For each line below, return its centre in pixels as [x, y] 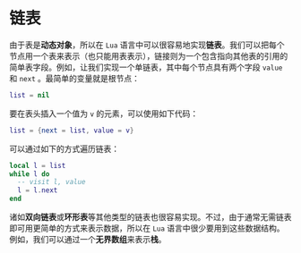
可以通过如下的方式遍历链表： [64, 148]
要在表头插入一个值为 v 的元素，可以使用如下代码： [104, 114]
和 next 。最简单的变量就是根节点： [75, 78]
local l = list [38, 165]
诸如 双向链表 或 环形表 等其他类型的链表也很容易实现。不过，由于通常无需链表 [150, 217]
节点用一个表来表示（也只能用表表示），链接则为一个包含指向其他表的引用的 [149, 55]
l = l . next [38, 190]
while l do [30, 174]
